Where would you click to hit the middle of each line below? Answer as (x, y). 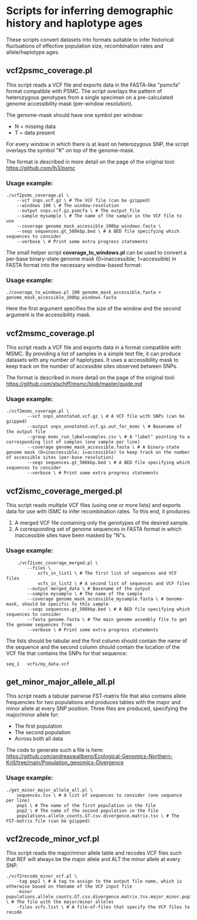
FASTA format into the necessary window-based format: (74, 265)
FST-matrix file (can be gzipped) (48, 821)
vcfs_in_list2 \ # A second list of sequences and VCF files (114, 584)
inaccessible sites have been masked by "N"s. (70, 535)
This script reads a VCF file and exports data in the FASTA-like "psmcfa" (93, 85)
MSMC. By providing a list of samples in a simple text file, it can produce (94, 354)
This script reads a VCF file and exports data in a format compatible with (94, 348)
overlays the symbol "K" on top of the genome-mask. (70, 150)
